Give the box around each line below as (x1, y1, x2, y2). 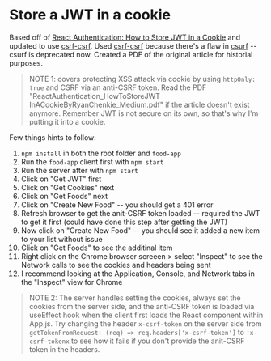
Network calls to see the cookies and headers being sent (20, 260, 211, 270)
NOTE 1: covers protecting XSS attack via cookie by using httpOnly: (28, 74, 256, 83)
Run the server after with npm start (20, 165, 138, 175)
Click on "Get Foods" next (20, 191, 108, 201)
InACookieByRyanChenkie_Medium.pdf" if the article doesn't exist (28, 100, 250, 109)
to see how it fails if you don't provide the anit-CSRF (70, 336, 245, 346)
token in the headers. (28, 344, 100, 354)
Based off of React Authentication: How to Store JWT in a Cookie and (9, 32, 241, 42)
